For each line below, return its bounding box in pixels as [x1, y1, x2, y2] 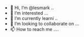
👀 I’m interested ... [10, 10, 48, 16]
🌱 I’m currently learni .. [10, 15, 58, 21]
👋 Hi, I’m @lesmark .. [10, 5, 54, 10]
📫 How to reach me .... [10, 26, 59, 32]
